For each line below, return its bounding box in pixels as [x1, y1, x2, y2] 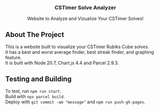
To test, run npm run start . [5, 88, 61, 94]
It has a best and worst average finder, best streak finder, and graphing [5, 49, 154, 55]
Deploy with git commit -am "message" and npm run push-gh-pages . [5, 98, 146, 105]
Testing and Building [5, 75, 72, 83]
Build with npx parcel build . [5, 93, 65, 99]
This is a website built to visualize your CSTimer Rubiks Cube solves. [5, 44, 149, 50]
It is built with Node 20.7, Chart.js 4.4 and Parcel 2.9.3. [5, 60, 119, 66]
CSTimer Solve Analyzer [54, 4, 116, 11]
